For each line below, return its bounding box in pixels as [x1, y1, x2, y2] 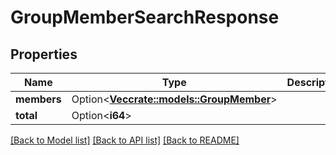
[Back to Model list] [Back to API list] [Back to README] [10, 134, 240, 146]
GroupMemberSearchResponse [10, 6, 280, 29]
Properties [10, 46, 78, 63]
